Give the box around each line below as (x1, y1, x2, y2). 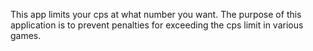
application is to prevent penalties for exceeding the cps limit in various (10, 19, 304, 31)
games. (10, 30, 42, 41)
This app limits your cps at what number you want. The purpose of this (10, 9, 302, 20)
